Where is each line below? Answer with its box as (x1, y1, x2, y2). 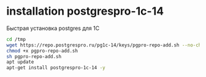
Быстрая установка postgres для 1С (6, 24, 100, 32)
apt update (6, 59, 34, 65)
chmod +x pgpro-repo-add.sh (6, 48, 78, 54)
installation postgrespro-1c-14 (6, 4, 164, 18)
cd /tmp (6, 36, 26, 42)
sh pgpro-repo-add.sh (6, 53, 62, 59)
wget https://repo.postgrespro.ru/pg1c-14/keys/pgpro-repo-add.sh (6, 42, 180, 48)
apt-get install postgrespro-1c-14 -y (6, 65, 105, 71)
